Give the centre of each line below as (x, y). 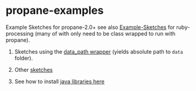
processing (20, 33)
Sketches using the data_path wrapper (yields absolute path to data (99, 51)
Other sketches (33, 69)
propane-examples (55, 11)
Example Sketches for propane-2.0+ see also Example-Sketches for (90, 27)
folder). (24, 58)
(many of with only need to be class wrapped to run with (105, 33)
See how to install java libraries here (59, 81)
